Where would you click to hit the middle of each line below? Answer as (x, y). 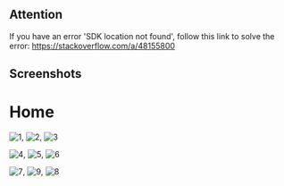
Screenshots (46, 74)
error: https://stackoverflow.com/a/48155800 (92, 46)
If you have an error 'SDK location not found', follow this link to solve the (142, 36)
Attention (36, 15)
